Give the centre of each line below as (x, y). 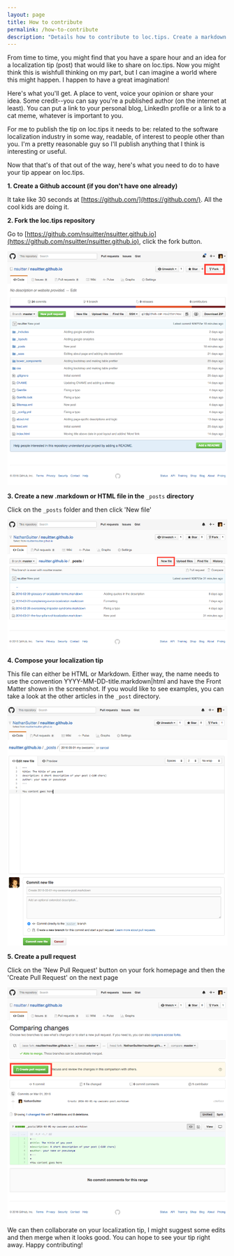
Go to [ (17, 234)
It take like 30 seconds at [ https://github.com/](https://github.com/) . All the (115, 200)
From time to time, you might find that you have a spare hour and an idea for (117, 58)
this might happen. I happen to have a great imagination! (88, 80)
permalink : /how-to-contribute (53, 29)
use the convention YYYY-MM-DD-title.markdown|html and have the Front (114, 681)
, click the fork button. (170, 242)
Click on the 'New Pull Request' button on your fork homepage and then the (116, 970)
